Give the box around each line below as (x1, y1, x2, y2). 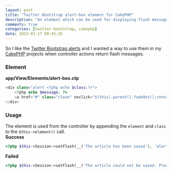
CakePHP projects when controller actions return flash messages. (5, 51, 144, 57)
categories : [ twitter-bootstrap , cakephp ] (5, 27, 97, 32)
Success (5, 134, 25, 140)
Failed (5, 153, 19, 159)
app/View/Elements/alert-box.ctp (5, 75, 79, 81)
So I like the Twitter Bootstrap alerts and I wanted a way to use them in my (5, 46, 162, 51)
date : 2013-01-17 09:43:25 (5, 31, 63, 36)
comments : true (5, 21, 38, 27)
